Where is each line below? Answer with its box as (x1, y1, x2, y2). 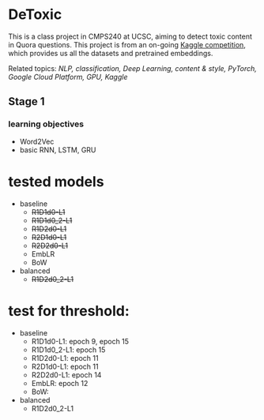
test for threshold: (8, 302, 130, 320)
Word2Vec (19, 137, 55, 146)
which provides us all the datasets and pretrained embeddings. (8, 48, 213, 58)
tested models (8, 172, 104, 190)
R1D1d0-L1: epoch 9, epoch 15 (31, 336, 129, 346)
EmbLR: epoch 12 (31, 378, 89, 388)
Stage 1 (8, 95, 45, 108)
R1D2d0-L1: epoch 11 (31, 353, 99, 362)
